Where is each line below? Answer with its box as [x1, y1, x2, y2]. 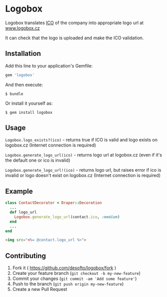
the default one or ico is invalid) [5, 157, 71, 164]
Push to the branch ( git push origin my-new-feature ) [12, 281, 124, 287]
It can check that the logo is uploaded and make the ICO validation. [5, 35, 144, 41]
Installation [5, 49, 41, 58]
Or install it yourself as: [5, 100, 53, 106]
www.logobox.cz [5, 25, 40, 31]
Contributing [5, 251, 46, 260]
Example [5, 187, 33, 195]
